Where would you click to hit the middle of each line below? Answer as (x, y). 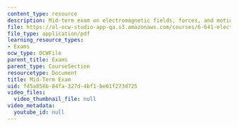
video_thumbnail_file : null (55, 99)
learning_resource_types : (45, 40)
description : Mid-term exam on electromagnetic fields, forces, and (110, 20)
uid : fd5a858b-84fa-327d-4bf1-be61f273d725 (73, 86)
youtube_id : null (39, 112)
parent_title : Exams (38, 60)
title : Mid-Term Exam (39, 79)
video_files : (27, 92)
